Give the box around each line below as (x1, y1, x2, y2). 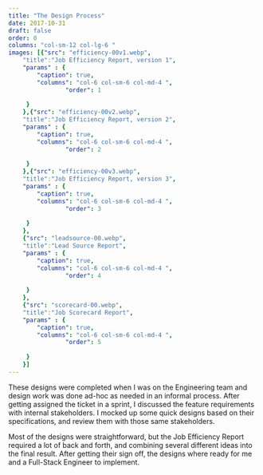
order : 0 (8, 34, 37, 42)
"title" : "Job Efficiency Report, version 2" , (22, 116, 177, 124)
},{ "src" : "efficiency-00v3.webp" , (22, 168, 141, 176)
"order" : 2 (65, 145, 102, 153)
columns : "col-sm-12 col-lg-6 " (8, 42, 116, 49)
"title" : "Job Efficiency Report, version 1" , (22, 57, 177, 65)
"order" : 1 (65, 85, 102, 94)
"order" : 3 (65, 204, 102, 212)
